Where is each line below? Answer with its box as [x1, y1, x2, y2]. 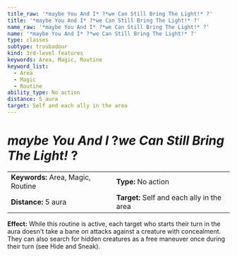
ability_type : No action [7, 89, 80, 96]
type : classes [7, 37, 49, 44]
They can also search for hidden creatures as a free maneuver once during [7, 234, 226, 243]
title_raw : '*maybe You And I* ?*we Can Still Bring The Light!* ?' [7, 10, 213, 18]
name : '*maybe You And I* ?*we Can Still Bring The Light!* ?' [7, 30, 197, 37]
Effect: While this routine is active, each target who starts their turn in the [7, 220, 221, 228]
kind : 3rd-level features [7, 50, 83, 57]
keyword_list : [7, 63, 49, 70]
